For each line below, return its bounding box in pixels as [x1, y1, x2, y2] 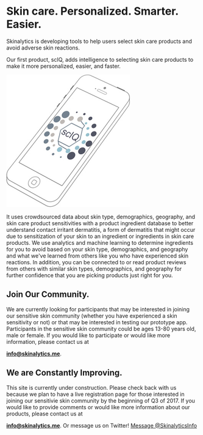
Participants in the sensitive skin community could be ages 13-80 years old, [6, 325, 196, 332]
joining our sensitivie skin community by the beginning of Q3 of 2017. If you [6, 396, 195, 404]
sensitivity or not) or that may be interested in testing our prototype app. [6, 318, 188, 325]
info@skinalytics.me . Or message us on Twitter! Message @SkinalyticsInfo [6, 422, 197, 429]
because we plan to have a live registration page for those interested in [6, 390, 185, 398]
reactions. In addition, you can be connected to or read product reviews [6, 258, 187, 266]
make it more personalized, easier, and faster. [6, 62, 121, 70]
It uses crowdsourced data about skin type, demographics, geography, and [6, 213, 196, 220]
